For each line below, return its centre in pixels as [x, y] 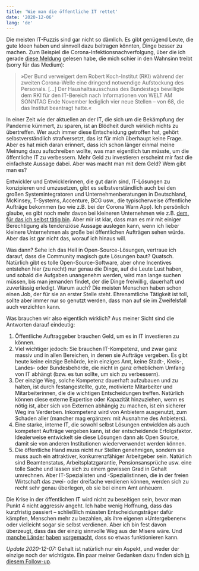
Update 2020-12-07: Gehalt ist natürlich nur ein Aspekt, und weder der [93, 549]
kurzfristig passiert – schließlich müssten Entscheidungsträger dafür [90, 512]
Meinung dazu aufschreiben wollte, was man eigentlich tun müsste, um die [97, 151]
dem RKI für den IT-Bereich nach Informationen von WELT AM [97, 95]
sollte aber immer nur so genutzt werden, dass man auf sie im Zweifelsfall [97, 300]
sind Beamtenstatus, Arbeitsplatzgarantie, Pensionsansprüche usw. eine [103, 463]
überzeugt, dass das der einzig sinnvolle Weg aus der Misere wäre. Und [94, 531]
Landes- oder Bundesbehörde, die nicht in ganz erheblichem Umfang [100, 368]
